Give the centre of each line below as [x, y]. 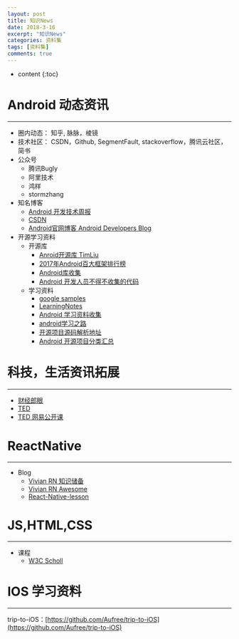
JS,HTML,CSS [50, 525]
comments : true [30, 54]
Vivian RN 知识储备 [56, 481]
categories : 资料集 [34, 41]
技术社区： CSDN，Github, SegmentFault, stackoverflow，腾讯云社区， [122, 141]
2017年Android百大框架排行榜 [83, 264]
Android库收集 [60, 272]
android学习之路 [63, 323]
